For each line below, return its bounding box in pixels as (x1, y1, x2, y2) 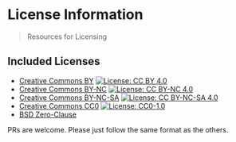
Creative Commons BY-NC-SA (18, 93, 120, 102)
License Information (7, 6, 144, 24)
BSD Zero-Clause (18, 109, 77, 119)
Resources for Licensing (26, 32, 108, 41)
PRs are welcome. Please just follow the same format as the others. (7, 125, 229, 134)
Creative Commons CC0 (18, 101, 100, 110)
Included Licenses (7, 55, 100, 68)
